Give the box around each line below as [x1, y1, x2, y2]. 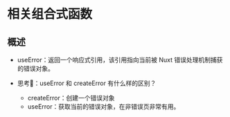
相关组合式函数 [7, 6, 93, 22]
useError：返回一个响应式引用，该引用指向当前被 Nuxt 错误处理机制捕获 [17, 56, 223, 64]
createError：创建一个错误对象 [27, 94, 116, 102]
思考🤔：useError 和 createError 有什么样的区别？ [17, 79, 157, 87]
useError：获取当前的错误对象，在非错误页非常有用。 [27, 102, 180, 111]
